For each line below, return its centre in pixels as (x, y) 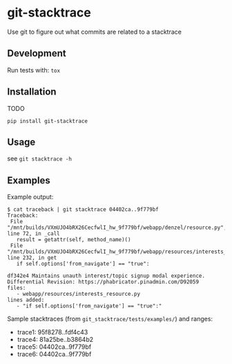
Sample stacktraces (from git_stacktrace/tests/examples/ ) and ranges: (110, 319)
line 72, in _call (33, 234)
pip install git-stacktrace (48, 121)
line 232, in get (32, 258)
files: (17, 288)
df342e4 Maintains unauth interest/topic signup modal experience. (106, 276)
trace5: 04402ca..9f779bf (54, 347)
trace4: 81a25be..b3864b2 (55, 340)
